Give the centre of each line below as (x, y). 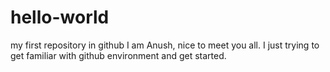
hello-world (60, 17)
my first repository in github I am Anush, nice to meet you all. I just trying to (165, 45)
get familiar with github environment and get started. (118, 55)
